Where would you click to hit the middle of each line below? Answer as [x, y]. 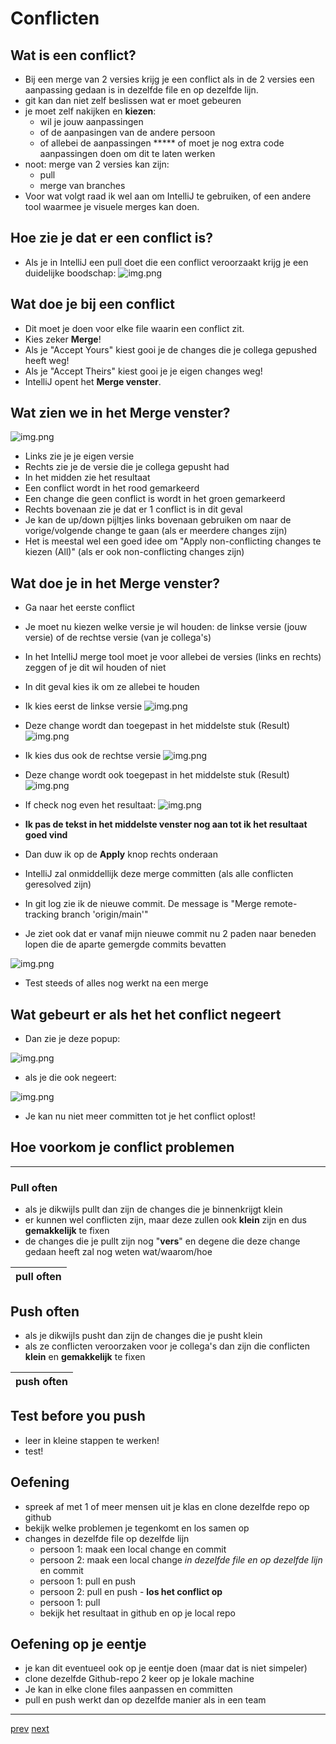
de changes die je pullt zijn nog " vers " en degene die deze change [162, 1241]
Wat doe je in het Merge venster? [115, 583]
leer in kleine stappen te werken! [92, 1440]
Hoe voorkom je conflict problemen [122, 1147]
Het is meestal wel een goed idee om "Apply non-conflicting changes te [173, 541]
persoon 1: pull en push [88, 1581]
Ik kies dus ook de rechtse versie [93, 756]
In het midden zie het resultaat [87, 478]
